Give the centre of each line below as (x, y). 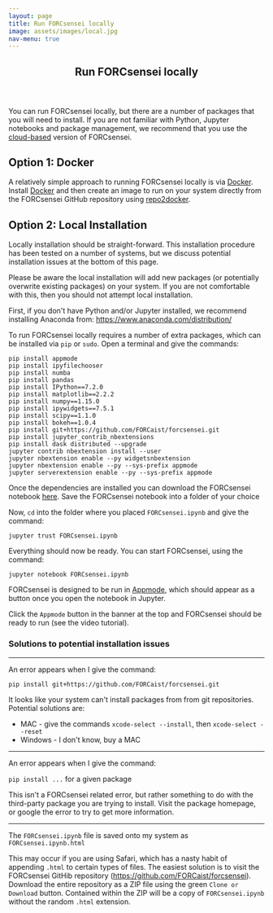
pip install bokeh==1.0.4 (52, 423)
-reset (31, 731)
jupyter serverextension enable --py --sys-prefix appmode (110, 473)
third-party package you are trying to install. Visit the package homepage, (132, 803)
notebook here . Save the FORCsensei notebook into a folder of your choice (134, 497)
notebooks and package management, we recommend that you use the (128, 128)
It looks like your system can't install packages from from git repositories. (131, 699)
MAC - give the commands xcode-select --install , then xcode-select (139, 724)
